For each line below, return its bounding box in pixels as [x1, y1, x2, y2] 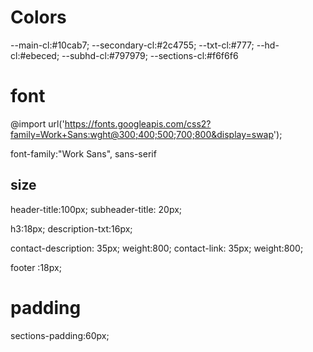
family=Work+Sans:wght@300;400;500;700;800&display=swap [10, 128, 274, 140]
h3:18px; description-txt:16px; [10, 222, 133, 235]
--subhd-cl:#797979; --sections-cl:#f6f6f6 [61, 49, 239, 61]
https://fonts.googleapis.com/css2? [64, 117, 212, 130]
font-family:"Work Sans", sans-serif [10, 147, 157, 160]
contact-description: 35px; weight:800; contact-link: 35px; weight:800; [10, 242, 304, 254]
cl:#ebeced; [10, 49, 60, 61]
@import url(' [10, 117, 65, 130]
